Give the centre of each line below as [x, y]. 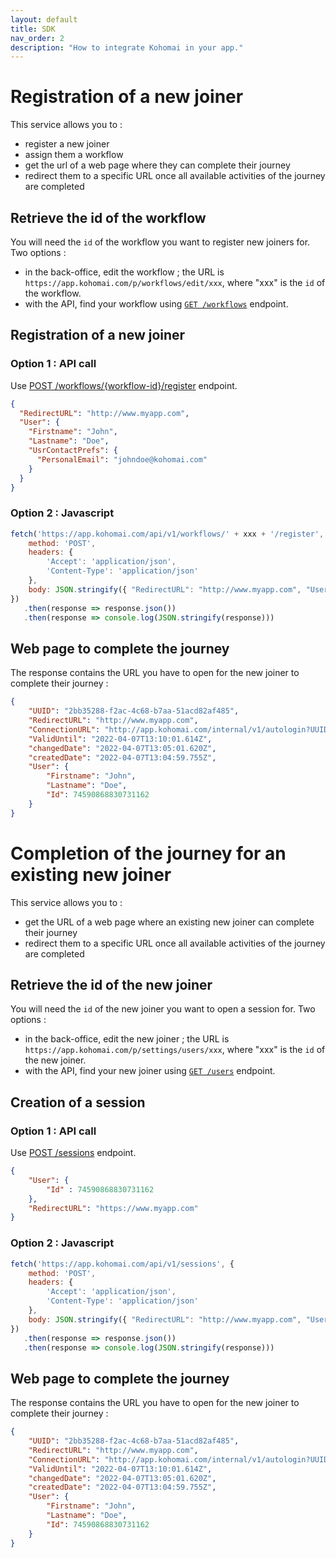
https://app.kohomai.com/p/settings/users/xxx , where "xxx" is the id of [175, 1050]
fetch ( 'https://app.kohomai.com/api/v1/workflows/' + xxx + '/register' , [167, 534]
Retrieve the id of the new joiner [111, 985]
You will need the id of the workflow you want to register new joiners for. [160, 242]
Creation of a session [78, 1102]
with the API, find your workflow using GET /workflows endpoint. [156, 304]
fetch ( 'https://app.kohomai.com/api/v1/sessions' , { [122, 1264]
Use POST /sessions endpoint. [73, 1153]
